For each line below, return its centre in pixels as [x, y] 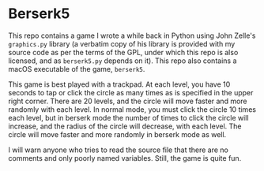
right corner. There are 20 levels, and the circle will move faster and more [128, 101]
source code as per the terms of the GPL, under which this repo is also [123, 52]
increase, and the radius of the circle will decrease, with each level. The [125, 126]
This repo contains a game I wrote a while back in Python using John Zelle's [132, 35]
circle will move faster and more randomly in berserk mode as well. [117, 134]
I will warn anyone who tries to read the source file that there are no [119, 150]
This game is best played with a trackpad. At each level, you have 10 [119, 84]
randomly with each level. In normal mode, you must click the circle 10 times [132, 109]
